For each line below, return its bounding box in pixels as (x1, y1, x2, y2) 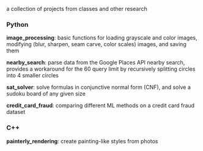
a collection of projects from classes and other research (6, 5, 148, 12)
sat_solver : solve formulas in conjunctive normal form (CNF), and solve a (6, 83, 191, 91)
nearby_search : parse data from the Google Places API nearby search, (6, 59, 185, 66)
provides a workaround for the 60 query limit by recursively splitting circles (6, 65, 196, 72)
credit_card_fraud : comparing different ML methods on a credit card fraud (6, 102, 194, 109)
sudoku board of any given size (6, 90, 86, 97)
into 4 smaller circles (6, 72, 59, 79)
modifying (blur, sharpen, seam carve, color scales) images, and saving (6, 41, 186, 48)
